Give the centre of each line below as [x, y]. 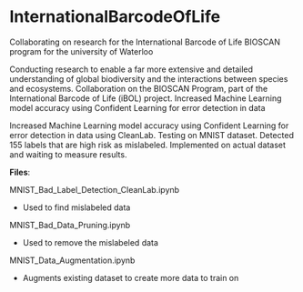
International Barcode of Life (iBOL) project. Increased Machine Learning [146, 98]
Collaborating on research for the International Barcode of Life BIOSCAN [145, 42]
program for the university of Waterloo [81, 51]
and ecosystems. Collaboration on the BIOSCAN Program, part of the [139, 88]
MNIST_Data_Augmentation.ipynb [72, 260]
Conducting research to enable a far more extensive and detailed [131, 69]
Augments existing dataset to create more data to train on [131, 277]
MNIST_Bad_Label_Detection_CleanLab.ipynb [95, 189]
